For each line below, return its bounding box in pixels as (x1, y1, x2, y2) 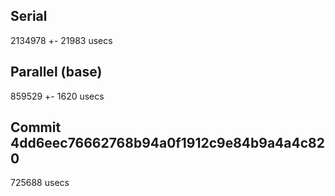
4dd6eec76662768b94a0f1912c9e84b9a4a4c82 (10, 135, 325, 152)
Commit (10, 119, 62, 136)
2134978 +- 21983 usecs (10, 34, 113, 46)
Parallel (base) (10, 64, 103, 81)
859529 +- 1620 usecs (10, 90, 105, 102)
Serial (10, 8, 48, 25)
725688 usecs (10, 177, 70, 189)
